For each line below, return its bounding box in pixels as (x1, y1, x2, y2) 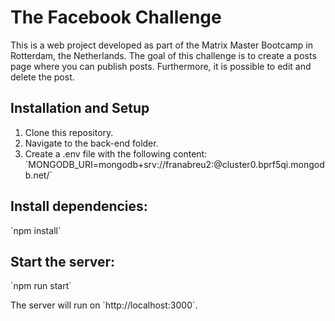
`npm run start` (10, 280, 72, 292)
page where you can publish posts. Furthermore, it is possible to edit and (10, 60, 312, 72)
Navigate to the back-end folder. (24, 137, 159, 149)
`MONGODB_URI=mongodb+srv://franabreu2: (24, 158, 215, 170)
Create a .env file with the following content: (24, 147, 208, 160)
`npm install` (10, 224, 62, 236)
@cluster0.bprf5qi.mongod (213, 158, 325, 170)
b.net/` (24, 169, 53, 181)
